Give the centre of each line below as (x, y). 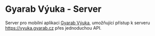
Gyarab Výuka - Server (53, 9)
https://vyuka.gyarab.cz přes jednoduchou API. (53, 28)
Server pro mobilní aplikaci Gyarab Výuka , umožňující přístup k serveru (77, 23)
